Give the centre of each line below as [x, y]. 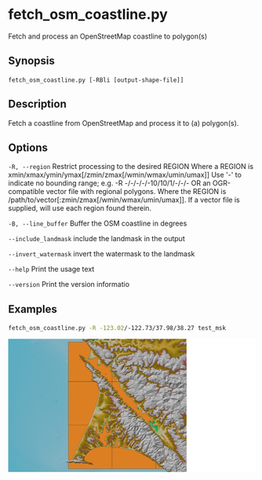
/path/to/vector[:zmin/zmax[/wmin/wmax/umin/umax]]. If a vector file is [124, 200]
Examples [33, 309]
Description [37, 104]
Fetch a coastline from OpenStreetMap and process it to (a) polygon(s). [124, 123]
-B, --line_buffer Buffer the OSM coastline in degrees [98, 224]
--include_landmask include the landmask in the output [97, 239]
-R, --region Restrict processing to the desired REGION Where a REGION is [131, 167]
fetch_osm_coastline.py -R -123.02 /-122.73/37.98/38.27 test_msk [117, 328]
